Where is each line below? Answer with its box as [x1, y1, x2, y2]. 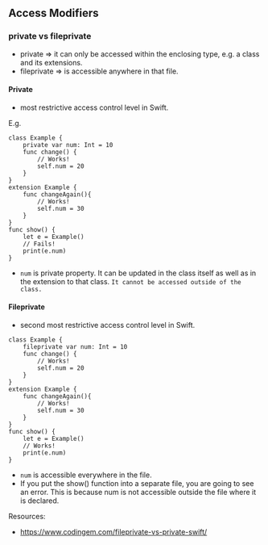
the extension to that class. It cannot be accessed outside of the [19, 276, 241, 286]
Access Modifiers [8, 6, 99, 20]
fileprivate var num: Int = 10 [23, 343, 128, 351]
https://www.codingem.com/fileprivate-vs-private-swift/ [19, 527, 208, 537]
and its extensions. [19, 57, 83, 67]
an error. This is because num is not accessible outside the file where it [19, 488, 257, 497]
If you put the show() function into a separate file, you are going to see [19, 479, 254, 488]
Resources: [8, 512, 46, 522]
